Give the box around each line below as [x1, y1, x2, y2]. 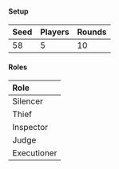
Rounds [77, 26, 107, 37]
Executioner [12, 147, 58, 159]
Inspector [12, 122, 49, 133]
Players [39, 26, 69, 37]
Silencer [12, 96, 44, 107]
